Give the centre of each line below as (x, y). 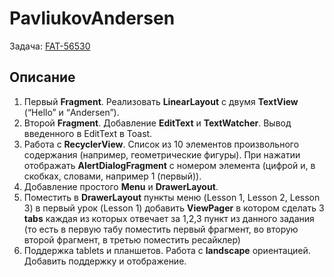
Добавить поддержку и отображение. (105, 261)
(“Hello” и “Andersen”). (71, 112)
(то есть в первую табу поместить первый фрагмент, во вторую (161, 229)
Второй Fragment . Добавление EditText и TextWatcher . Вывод (157, 123)
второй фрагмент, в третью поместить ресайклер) (132, 239)
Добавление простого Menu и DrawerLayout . (121, 186)
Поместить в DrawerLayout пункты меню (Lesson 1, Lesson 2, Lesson (172, 197)
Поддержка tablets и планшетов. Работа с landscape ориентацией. (167, 250)
